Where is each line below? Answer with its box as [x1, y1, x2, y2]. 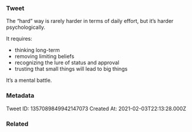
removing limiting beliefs [14, 53, 75, 60]
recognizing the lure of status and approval [14, 59, 120, 66]
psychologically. [6, 24, 46, 31]
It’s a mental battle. [6, 77, 52, 84]
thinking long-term [14, 47, 60, 54]
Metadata [6, 91, 34, 100]
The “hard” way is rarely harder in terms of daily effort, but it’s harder [6, 18, 174, 25]
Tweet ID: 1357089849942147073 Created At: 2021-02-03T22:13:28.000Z [6, 105, 187, 112]
